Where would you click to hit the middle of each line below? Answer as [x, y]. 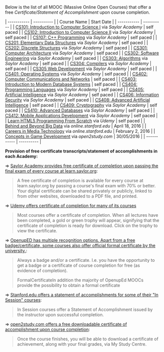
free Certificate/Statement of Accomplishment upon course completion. [78, 12]
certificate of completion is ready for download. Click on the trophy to [87, 226]
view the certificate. [37, 231]
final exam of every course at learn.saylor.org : [51, 171]
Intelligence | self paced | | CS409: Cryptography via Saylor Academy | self [81, 105]
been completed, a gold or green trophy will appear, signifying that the [88, 220]
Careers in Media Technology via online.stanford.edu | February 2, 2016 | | [80, 131]
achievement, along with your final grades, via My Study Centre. [82, 344]
